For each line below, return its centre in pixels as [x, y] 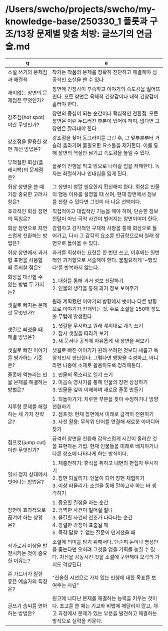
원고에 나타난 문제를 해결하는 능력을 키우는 [99, 598]
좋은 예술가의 [22, 581]
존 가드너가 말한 [25, 574]
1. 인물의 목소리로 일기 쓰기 [83, 374]
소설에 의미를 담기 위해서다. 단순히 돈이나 [98, 542]
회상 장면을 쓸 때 [26, 186]
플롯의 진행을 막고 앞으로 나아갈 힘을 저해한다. [103, 166]
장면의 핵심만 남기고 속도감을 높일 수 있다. [104, 153]
